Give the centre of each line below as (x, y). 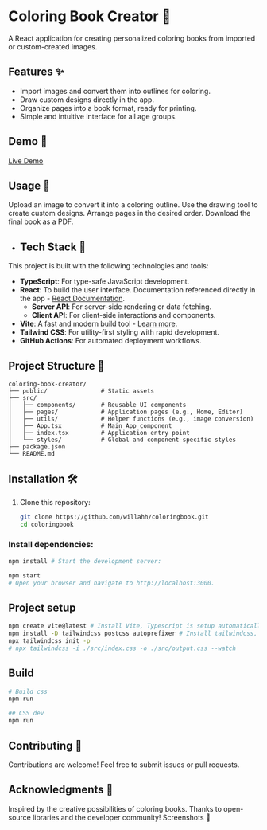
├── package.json (37, 447)
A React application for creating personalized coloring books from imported (132, 38)
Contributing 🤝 (45, 745)
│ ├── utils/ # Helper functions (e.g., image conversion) (131, 419)
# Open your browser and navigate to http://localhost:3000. (112, 583)
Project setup (43, 607)
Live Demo (26, 161)
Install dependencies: (51, 545)
